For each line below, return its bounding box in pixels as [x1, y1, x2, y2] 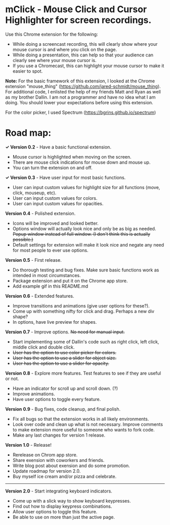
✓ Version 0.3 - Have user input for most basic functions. [5, 174, 126, 180]
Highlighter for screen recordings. [5, 14, 152, 26]
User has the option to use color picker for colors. [12, 349, 116, 355]
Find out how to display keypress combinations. [12, 503, 112, 509]
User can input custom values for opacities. [12, 200, 104, 206]
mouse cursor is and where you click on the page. [12, 46, 117, 52]
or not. [5, 375, 19, 382]
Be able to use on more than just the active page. [12, 514, 115, 520]
